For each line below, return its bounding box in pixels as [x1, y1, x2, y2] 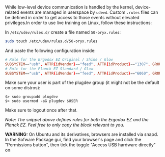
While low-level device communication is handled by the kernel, [5, 4, 134, 10]
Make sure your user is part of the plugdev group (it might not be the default [5, 79, 160, 85]
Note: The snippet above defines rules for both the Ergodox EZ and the [5, 117, 149, 123]
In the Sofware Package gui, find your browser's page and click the [5, 137, 141, 143]
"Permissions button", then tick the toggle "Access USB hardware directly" [5, 142, 156, 148]
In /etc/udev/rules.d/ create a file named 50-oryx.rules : [5, 29, 121, 35]
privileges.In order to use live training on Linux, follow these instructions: [5, 20, 152, 26]
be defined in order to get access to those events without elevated [5, 15, 140, 20]
